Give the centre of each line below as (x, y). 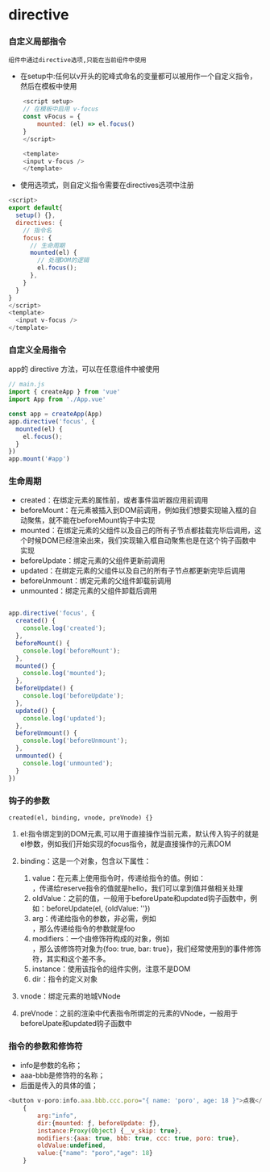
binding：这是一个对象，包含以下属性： (85, 861)
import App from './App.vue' (57, 400)
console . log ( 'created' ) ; (64, 628)
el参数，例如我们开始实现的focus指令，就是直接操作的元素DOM (125, 844)
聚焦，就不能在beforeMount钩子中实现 (91, 520)
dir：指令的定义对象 (65, 978)
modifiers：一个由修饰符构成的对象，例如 (101, 938)
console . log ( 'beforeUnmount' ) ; (75, 741)
